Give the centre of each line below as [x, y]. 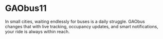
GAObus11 [26, 8]
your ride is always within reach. [37, 31]
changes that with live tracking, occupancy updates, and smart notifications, [82, 26]
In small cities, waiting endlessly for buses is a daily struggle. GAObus [75, 21]
